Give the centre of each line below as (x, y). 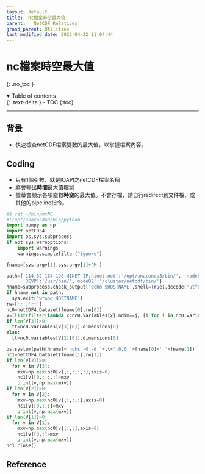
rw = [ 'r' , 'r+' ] (24, 304)
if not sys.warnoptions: (38, 242)
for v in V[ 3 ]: (31, 366)
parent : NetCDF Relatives (42, 23)
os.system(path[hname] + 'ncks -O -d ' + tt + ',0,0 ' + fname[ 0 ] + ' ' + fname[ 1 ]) (101, 349)
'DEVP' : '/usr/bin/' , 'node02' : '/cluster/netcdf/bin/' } (92, 281)
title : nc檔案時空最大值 (36, 18)
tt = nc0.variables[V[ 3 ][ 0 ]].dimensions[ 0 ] (65, 327)
